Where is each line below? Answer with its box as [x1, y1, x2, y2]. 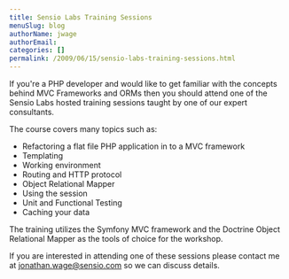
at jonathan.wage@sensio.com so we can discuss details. [9, 260, 220, 270]
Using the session [21, 188, 89, 198]
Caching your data [21, 207, 90, 217]
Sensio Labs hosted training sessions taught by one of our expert [9, 97, 248, 107]
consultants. [9, 107, 55, 117]
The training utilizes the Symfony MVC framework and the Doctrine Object [9, 224, 281, 235]
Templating [21, 151, 64, 160]
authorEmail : [9, 37, 58, 47]
